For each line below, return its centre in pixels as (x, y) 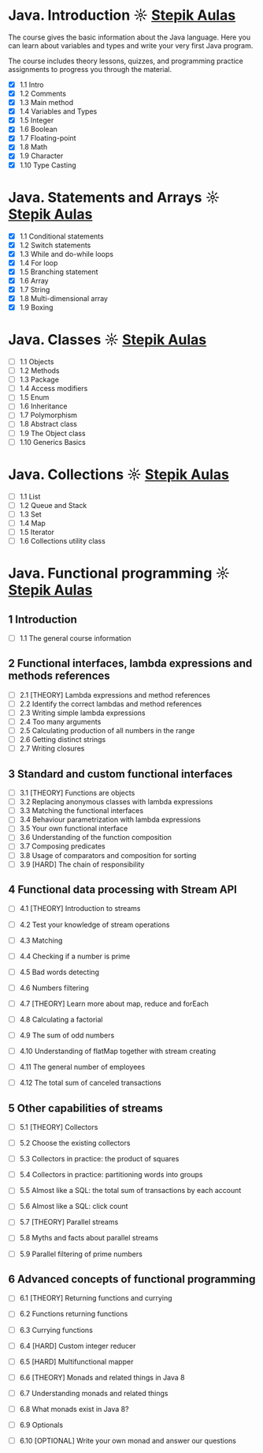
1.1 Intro (31, 85)
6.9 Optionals (41, 1425)
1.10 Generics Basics (53, 442)
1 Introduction (43, 619)
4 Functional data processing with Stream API (123, 890)
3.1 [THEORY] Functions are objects (77, 793)
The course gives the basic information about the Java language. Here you (129, 37)
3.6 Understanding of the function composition (95, 838)
